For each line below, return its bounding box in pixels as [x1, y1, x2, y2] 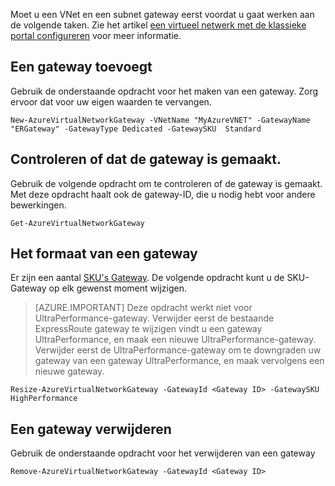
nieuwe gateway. [34, 365, 105, 378]
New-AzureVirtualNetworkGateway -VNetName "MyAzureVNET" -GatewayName [10, 115, 311, 125]
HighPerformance [10, 394, 78, 404]
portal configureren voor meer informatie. [10, 30, 182, 41]
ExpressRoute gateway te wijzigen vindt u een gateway [34, 323, 263, 335]
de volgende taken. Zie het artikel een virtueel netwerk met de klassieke [10, 19, 307, 31]
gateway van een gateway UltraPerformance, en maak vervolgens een [34, 355, 325, 367]
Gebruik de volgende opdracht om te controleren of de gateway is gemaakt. [10, 177, 323, 189]
